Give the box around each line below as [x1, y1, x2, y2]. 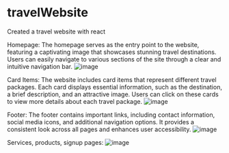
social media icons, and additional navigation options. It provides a [7, 117, 195, 126]
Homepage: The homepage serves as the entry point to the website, [7, 40, 200, 48]
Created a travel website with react [7, 27, 106, 36]
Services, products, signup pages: [7, 138, 104, 146]
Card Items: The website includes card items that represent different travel [7, 75, 217, 83]
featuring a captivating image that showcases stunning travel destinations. [7, 48, 217, 56]
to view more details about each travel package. [7, 97, 142, 105]
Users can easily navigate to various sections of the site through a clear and [7, 55, 221, 63]
